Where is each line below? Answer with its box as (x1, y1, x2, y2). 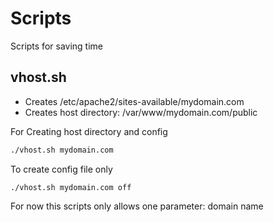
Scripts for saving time (10, 40, 103, 52)
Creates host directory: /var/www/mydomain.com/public (24, 106, 258, 118)
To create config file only (10, 163, 113, 175)
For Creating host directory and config (10, 125, 168, 137)
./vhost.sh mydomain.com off (10, 182, 132, 192)
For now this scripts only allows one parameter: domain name (10, 200, 264, 212)
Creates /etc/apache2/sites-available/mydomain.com (24, 95, 245, 107)
